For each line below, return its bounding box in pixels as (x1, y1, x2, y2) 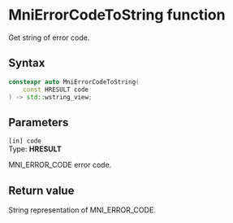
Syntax (8, 56, 45, 70)
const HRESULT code (23, 85, 89, 94)
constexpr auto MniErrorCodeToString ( (8, 77, 140, 86)
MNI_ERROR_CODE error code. (8, 160, 112, 170)
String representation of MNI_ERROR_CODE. (8, 205, 156, 215)
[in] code (8, 137, 42, 146)
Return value (8, 183, 75, 197)
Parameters (8, 116, 69, 129)
